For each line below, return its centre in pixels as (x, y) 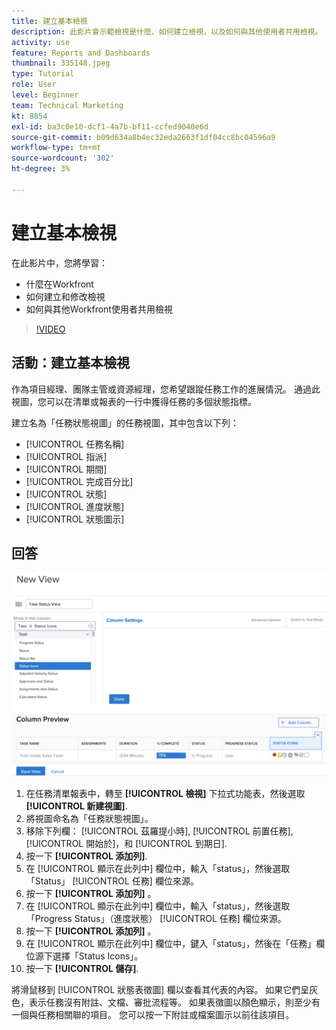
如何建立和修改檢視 (65, 296)
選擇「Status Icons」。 (98, 956)
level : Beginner (45, 95)
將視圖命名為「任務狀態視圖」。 (89, 819)
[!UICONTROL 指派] (66, 456)
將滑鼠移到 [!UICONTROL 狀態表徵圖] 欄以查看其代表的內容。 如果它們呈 (160, 990)
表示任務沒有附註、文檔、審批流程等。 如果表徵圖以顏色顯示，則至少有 (174, 1002)
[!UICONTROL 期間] (66, 469)
